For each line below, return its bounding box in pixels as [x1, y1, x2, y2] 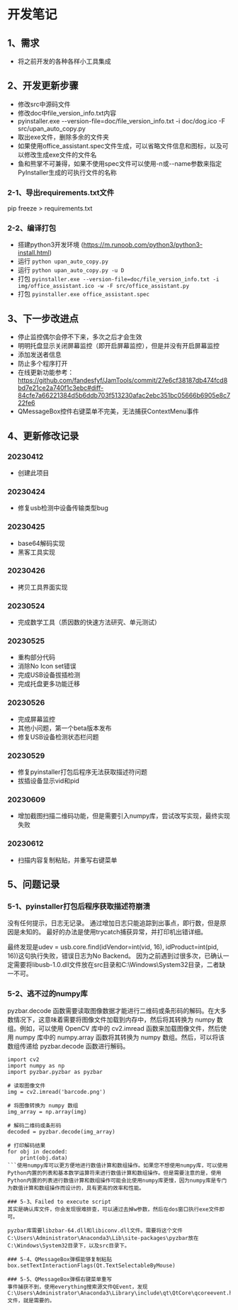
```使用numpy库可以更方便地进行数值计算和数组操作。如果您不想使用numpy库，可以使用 [7, 1162, 228, 1169]
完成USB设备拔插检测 [17, 671, 81, 679]
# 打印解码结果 [7, 1142, 46, 1149]
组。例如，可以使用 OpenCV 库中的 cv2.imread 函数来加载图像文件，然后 [7, 1024, 221, 1032]
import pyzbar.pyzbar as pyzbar [7, 1068, 103, 1075]
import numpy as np [7, 1062, 65, 1069]
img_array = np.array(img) [7, 1108, 87, 1115]
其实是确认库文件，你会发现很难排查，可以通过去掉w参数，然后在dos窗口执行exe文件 [7, 1206, 220, 1213]
